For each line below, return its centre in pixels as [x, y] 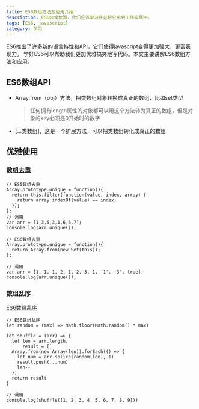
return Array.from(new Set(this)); [56, 250]
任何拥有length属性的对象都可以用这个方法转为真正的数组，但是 [109, 111]
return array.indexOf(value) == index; [67, 200]
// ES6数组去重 [23, 239]
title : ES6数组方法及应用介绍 [40, 12]
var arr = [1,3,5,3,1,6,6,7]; [44, 222]
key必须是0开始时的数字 [70, 118]
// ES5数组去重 [23, 184]
